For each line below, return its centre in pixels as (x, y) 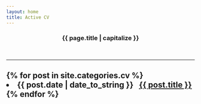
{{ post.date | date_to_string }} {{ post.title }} (105, 85)
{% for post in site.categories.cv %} (75, 76)
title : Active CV (28, 17)
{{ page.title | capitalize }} (100, 38)
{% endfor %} (33, 94)
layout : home (22, 12)
